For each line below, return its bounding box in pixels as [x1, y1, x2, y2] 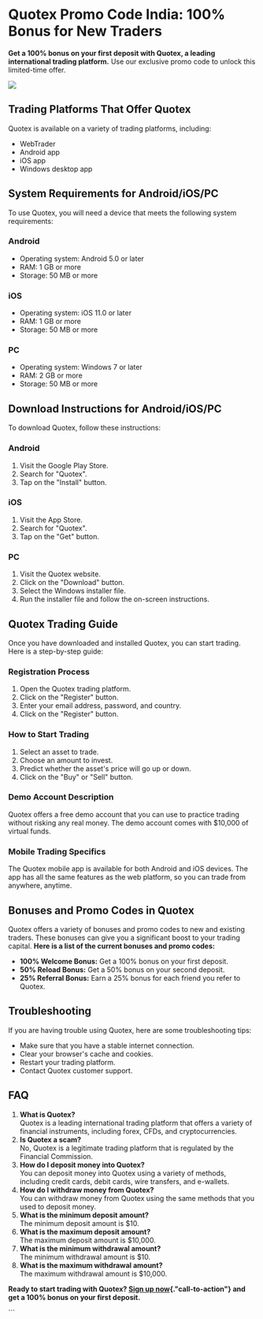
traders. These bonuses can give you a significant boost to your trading [8, 933, 240, 942]
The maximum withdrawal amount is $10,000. [19, 1269, 168, 1278]
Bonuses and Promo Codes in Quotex [8, 904, 194, 917]
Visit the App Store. [19, 515, 83, 524]
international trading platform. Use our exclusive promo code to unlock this [8, 57, 256, 66]
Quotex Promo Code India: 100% [8, 6, 226, 24]
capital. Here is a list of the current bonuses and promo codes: [8, 941, 215, 951]
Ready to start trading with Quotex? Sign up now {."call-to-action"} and [8, 1284, 246, 1294]
